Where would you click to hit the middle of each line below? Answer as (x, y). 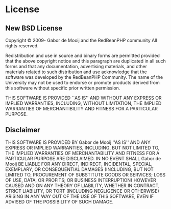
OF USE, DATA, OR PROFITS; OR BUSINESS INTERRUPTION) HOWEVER (81, 180)
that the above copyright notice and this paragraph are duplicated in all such (86, 61)
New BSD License (34, 28)
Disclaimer (23, 130)
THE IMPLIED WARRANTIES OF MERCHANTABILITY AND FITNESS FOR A (82, 153)
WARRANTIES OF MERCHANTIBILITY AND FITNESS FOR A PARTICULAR (82, 109)
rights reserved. (22, 46)
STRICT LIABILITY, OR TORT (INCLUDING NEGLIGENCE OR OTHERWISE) (82, 191)
